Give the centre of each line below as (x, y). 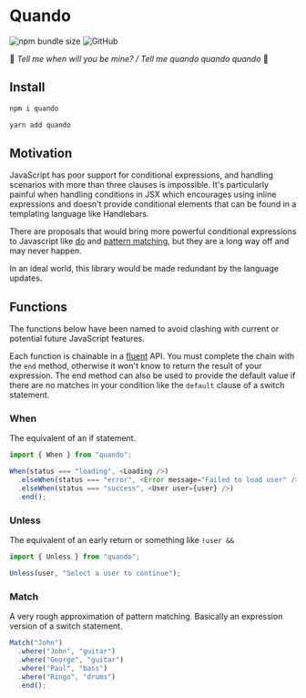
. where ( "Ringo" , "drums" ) (67, 677)
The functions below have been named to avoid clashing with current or (144, 329)
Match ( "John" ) (36, 643)
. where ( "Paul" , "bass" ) (62, 668)
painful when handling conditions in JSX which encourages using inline (143, 195)
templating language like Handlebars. (79, 214)
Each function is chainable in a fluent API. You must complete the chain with (152, 356)
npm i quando (34, 108)
